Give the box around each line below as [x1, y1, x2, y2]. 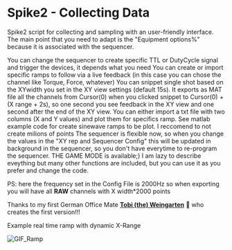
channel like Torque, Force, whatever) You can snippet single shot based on [7, 78, 224, 86]
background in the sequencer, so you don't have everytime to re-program [7, 144, 217, 152]
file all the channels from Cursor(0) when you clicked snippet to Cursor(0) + [7, 92, 224, 101]
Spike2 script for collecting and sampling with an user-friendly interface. [7, 28, 214, 36]
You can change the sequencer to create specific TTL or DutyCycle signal [7, 55, 218, 64]
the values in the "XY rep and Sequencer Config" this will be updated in [7, 136, 211, 145]
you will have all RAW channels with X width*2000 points [7, 187, 171, 195]
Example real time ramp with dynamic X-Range [7, 221, 141, 229]
